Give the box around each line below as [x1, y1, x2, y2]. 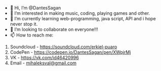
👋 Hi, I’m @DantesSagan [10, 5, 61, 11]
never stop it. [10, 21, 38, 27]
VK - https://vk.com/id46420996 [10, 55, 79, 60]
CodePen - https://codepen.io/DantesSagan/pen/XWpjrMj [10, 49, 131, 55]
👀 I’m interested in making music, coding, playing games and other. [10, 10, 150, 16]
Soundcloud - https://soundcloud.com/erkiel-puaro [10, 44, 117, 50]
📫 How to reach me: [10, 32, 54, 38]
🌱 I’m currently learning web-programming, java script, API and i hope [10, 16, 156, 21]
